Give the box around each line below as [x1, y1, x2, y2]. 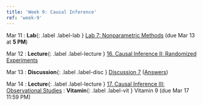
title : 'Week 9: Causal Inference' [6, 9, 97, 15]
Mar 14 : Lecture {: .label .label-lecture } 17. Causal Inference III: [6, 80, 165, 88]
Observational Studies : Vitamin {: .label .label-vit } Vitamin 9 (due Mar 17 [6, 86, 190, 94]
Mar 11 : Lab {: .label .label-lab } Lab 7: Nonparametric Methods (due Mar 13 [6, 31, 195, 39]
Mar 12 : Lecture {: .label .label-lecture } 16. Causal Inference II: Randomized [6, 50, 197, 57]
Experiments [6, 56, 39, 64]
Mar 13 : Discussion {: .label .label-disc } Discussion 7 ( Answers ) [6, 68, 169, 75]
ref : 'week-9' [6, 15, 43, 21]
